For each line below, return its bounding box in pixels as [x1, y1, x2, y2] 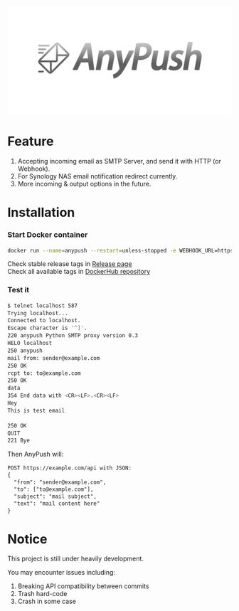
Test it [7, 285, 30, 295]
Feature [7, 134, 54, 149]
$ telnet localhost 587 [7, 302, 78, 309]
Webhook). [17, 164, 51, 173]
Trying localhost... [7, 309, 69, 317]
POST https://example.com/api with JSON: [7, 464, 132, 472]
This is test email [7, 407, 65, 414]
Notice [7, 531, 48, 547]
